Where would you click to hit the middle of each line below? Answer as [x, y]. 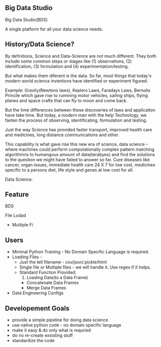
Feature [17, 195]
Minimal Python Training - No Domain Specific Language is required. [80, 252]
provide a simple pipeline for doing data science [60, 320]
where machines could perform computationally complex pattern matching [80, 149]
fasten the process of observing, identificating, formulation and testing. [76, 120]
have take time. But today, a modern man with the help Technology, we [76, 115]
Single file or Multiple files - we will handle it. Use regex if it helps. [85, 267]
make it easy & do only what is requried [51, 330]
